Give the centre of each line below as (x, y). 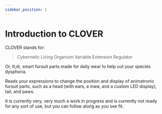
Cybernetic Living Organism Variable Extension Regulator (75, 57)
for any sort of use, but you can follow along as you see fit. (64, 106)
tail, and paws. (20, 91)
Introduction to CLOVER (54, 34)
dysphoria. (16, 71)
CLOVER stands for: (25, 47)
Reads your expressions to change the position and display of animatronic (80, 81)
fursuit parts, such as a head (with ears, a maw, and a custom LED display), (81, 86)
